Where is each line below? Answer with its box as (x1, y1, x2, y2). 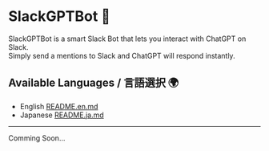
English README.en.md (19, 101, 98, 111)
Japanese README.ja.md (19, 110, 104, 120)
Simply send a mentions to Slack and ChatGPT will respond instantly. (8, 51, 235, 60)
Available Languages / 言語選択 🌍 (8, 76, 179, 90)
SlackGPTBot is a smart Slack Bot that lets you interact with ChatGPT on (8, 34, 247, 43)
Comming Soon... (8, 133, 66, 143)
